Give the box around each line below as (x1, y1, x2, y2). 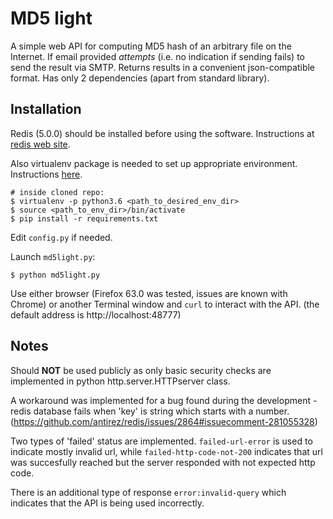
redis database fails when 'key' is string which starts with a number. (10, 405, 290, 417)
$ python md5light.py (10, 270, 101, 280)
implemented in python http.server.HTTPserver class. (10, 375, 231, 387)
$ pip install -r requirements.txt (10, 213, 159, 224)
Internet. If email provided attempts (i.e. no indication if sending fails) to (10, 50, 305, 62)
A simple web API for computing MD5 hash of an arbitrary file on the (10, 40, 292, 52)
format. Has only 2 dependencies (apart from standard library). (10, 72, 270, 84)
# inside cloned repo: (10, 187, 105, 197)
